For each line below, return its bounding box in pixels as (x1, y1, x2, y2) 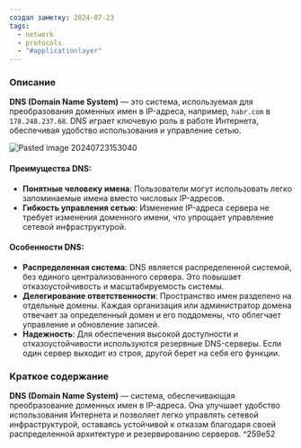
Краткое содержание (9, 370, 110, 382)
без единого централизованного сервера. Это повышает (22, 271, 242, 282)
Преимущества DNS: (9, 163, 93, 174)
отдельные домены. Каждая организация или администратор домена (22, 300, 292, 311)
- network (17, 30, 54, 39)
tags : (9, 22, 30, 31)
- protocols (17, 38, 63, 48)
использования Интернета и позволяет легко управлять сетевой (9, 409, 259, 420)
